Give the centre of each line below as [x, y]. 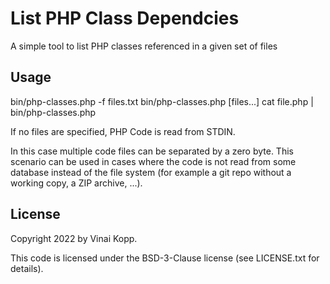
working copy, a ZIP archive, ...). [76, 183]
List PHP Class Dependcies [125, 18]
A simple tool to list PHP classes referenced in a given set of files [144, 46]
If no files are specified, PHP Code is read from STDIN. [123, 131]
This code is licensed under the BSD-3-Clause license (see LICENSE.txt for [165, 258]
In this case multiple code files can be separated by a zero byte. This [152, 151]
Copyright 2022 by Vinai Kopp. [74, 238]
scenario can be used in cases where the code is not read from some [153, 161]
